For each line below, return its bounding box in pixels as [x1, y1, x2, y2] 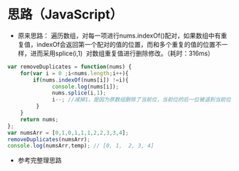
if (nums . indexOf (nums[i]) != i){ [33, 76, 129, 84]
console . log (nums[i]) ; [52, 83, 119, 90]
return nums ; [20, 116, 59, 123]
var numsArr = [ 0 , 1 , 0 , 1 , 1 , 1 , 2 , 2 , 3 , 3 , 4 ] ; [7, 129, 129, 136]
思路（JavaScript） [7, 6, 123, 23]
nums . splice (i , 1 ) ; [52, 89, 107, 96]
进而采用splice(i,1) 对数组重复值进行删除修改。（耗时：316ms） [30, 49, 215, 57]
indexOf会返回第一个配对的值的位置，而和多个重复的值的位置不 [36, 40, 222, 48]
